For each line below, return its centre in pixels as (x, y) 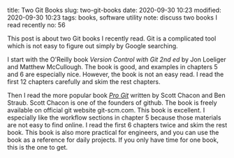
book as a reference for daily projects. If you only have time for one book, (113, 140)
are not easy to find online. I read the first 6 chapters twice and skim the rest (117, 125)
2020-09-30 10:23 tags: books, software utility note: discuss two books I (112, 17)
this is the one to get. (38, 147)
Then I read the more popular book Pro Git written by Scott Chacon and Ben (116, 95)
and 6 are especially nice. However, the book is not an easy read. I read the (116, 74)
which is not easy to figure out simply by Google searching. (93, 46)
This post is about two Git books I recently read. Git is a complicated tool (112, 38)
